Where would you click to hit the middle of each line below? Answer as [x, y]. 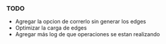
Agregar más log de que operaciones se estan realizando [88, 34]
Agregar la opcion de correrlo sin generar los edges [81, 22]
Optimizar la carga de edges [51, 28]
